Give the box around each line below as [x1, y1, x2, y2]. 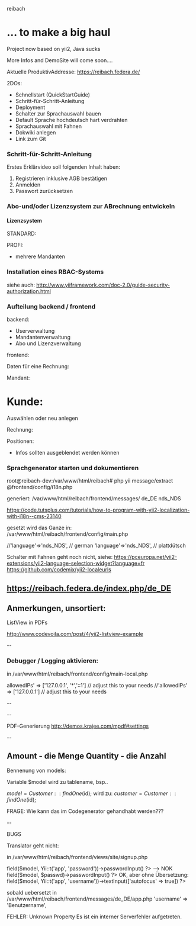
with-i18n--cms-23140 [7, 513, 62, 520]
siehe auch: [7, 281, 35, 288]
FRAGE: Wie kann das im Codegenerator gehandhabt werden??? [7, 808, 164, 815]
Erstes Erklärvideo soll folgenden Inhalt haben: [7, 163, 121, 171]
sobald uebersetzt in [7, 889, 57, 896]
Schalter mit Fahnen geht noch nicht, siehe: [7, 554, 113, 561]
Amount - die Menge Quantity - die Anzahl [7, 751, 166, 761]
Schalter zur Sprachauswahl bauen [15, 110, 101, 117]
